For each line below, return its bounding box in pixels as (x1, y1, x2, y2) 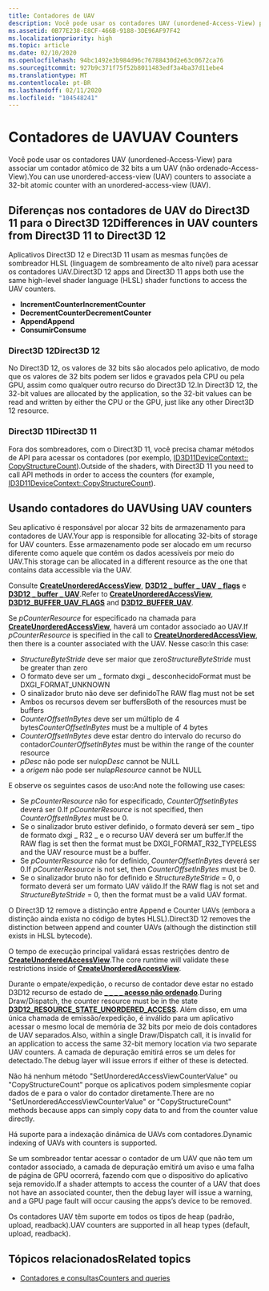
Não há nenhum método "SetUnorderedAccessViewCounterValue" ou (8, 1071, 239, 1081)
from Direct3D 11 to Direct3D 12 (8, 229, 167, 242)
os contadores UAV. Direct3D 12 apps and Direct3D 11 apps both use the (8, 267, 244, 277)
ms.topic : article (8, 42, 70, 50)
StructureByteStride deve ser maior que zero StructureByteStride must (19, 654, 251, 664)
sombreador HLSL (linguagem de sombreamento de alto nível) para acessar (8, 258, 259, 268)
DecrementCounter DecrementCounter (19, 308, 152, 318)
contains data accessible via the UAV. (8, 565, 132, 575)
